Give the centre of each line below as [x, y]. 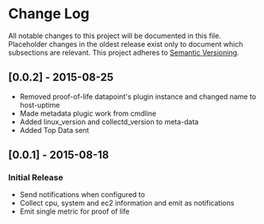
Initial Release [36, 177]
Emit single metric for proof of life [75, 211]
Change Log [49, 14]
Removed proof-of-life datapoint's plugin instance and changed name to [138, 97]
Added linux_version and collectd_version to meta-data [109, 121]
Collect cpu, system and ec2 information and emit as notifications [127, 203]
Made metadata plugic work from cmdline [88, 113]
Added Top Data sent [54, 130]
